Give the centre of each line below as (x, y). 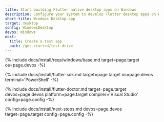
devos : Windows (20, 32)
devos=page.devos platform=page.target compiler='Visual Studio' (72, 94)
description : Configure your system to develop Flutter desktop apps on (81, 14)
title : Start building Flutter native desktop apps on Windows (71, 10)
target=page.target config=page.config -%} (49, 114)
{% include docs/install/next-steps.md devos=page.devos (63, 109)
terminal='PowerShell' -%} (32, 80)
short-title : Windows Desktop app (40, 19)
